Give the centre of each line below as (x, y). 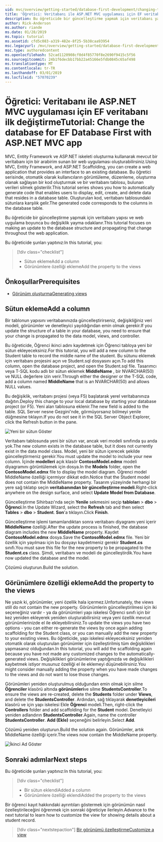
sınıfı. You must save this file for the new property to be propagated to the (78, 548)
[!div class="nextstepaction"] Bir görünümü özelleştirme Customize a (85, 829)
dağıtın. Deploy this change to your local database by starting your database (81, 402)
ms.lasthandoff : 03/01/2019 (33, 73)
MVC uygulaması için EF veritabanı (77, 112)
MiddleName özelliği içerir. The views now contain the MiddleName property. (81, 735)
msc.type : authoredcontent (32, 50)
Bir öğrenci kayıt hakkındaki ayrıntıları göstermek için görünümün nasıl (75, 805)
